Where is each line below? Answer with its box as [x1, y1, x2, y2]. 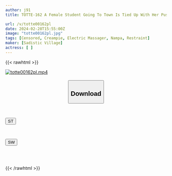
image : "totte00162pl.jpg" [5, 31, 63, 36]
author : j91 [5, 7, 31, 13]
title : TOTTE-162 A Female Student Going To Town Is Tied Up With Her [5, 12, 159, 17]
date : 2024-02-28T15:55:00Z [5, 26, 66, 31]
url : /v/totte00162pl [5, 21, 52, 27]
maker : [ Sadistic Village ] [5, 40, 63, 46]
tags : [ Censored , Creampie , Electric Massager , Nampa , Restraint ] [5, 36, 150, 41]
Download [71, 90, 101, 97]
